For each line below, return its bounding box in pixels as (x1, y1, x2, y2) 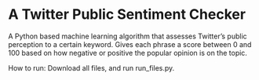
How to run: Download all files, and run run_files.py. (8, 63, 175, 72)
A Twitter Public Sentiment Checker (8, 5, 246, 24)
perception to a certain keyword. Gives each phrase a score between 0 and (8, 39, 252, 49)
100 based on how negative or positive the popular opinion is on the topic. (8, 48, 247, 57)
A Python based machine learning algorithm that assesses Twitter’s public (8, 31, 247, 41)
